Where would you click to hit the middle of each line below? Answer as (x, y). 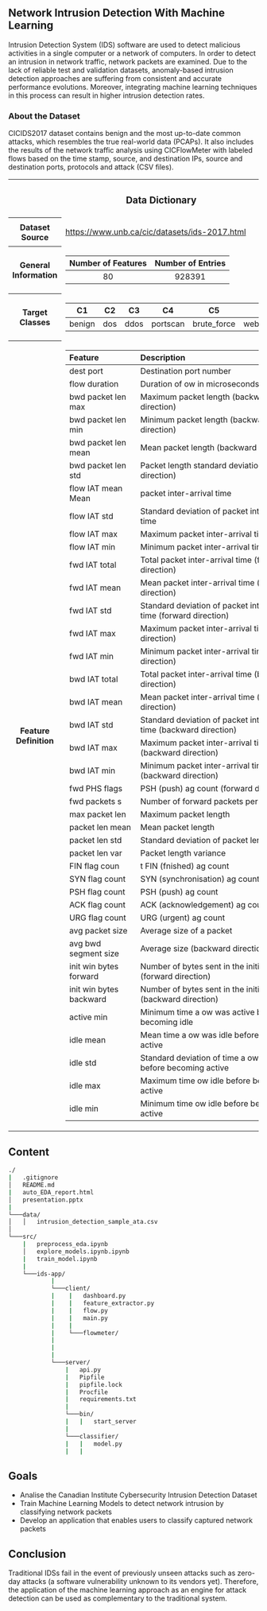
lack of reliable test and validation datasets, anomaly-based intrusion (121, 70)
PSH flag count (97, 891)
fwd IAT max (93, 633)
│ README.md (32, 1185)
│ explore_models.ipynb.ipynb (76, 1252)
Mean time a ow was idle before (200, 1035)
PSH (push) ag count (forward (196, 788)
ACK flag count (97, 904)
